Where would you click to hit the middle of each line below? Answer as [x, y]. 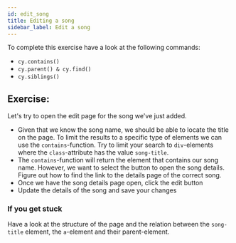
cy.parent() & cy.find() [54, 69]
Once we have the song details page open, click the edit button [110, 183]
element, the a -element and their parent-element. [97, 232]
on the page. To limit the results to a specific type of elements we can [120, 138]
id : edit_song [28, 14]
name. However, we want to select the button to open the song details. [121, 167]
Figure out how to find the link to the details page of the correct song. [119, 175]
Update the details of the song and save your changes [97, 190]
